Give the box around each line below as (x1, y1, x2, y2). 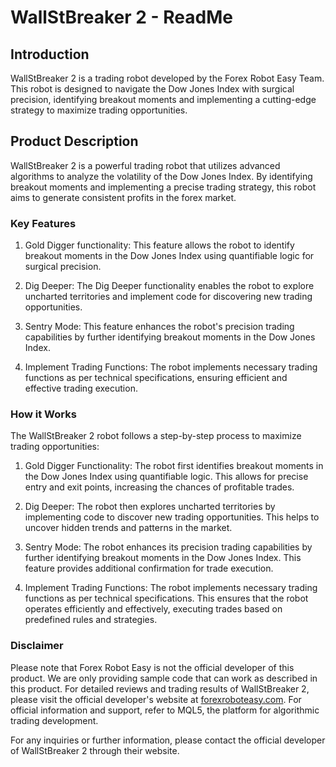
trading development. (10, 714, 99, 726)
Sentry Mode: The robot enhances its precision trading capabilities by (24, 541, 313, 553)
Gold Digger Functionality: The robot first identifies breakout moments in (24, 460, 324, 472)
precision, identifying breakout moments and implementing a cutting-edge (10, 94, 317, 105)
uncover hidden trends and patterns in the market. (24, 522, 233, 534)
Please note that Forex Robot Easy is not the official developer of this (10, 661, 295, 673)
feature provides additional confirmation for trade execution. (24, 562, 274, 575)
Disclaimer (10, 639, 64, 653)
